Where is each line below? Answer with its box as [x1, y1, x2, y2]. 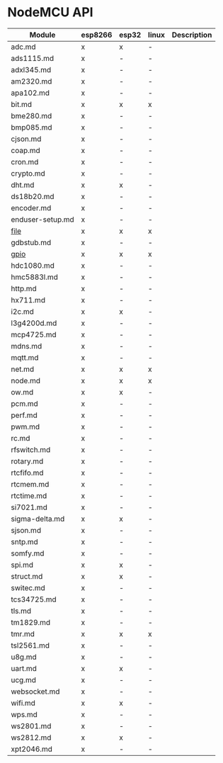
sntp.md [11, 536, 39, 546]
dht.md [11, 180, 35, 190]
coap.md [11, 145, 40, 155]
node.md [11, 375, 41, 385]
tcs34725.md [11, 594, 57, 604]
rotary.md [11, 456, 44, 466]
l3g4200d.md [11, 318, 57, 328]
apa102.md [11, 88, 50, 98]
